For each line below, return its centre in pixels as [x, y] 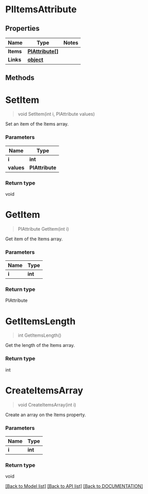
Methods [20, 78]
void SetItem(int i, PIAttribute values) [56, 114]
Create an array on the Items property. [46, 415]
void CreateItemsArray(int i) [47, 405]
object [35, 60]
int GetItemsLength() [40, 335]
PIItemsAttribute [41, 9]
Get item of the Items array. [34, 239]
